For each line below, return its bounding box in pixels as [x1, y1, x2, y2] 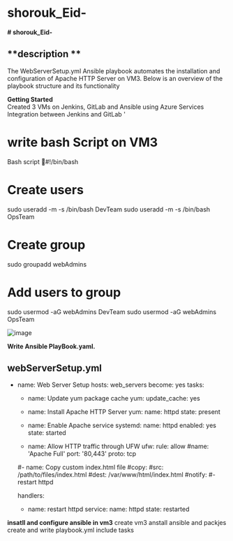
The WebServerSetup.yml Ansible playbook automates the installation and [7, 66, 220, 75]
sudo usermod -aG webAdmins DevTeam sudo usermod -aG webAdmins [7, 307, 217, 316]
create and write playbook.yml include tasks [7, 526, 135, 535]
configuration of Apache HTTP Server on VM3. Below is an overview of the [7, 74, 223, 82]
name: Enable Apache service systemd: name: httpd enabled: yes [27, 421, 216, 430]
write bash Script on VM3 [7, 134, 158, 150]
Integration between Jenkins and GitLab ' [7, 110, 126, 118]
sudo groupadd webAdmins [7, 260, 87, 268]
